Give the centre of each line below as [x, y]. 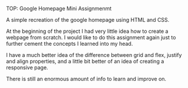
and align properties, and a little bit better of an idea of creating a [85, 61]
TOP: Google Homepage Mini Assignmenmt [59, 9]
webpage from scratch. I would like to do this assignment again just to [91, 37]
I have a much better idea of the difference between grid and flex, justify [94, 55]
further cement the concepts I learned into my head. [70, 44]
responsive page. [27, 67]
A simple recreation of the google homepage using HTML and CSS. [88, 20]
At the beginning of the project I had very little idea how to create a [87, 31]
